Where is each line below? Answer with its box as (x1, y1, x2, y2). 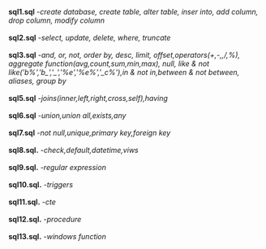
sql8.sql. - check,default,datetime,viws (8, 146, 139, 155)
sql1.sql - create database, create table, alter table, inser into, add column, (8, 7, 259, 16)
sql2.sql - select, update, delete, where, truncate (8, 33, 171, 42)
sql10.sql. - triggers (8, 180, 74, 190)
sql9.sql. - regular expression (8, 163, 107, 172)
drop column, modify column (8, 15, 105, 25)
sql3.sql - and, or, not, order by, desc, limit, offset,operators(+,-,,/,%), (8, 50, 241, 59)
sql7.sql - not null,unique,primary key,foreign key (8, 128, 171, 138)
